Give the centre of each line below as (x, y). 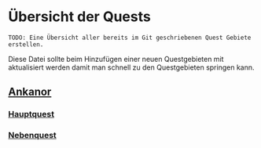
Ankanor (30, 92)
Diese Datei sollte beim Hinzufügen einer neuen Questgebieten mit (116, 59)
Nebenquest (32, 135)
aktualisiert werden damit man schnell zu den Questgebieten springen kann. (131, 67)
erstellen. (26, 44)
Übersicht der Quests (79, 17)
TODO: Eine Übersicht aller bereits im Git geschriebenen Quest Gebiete (130, 38)
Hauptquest (31, 114)
